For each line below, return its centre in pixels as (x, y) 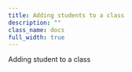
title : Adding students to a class (66, 15)
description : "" (35, 23)
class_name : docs (37, 30)
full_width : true (37, 37)
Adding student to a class (49, 59)
